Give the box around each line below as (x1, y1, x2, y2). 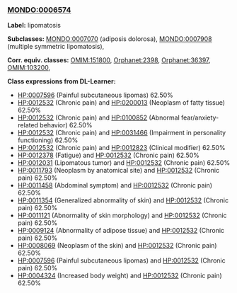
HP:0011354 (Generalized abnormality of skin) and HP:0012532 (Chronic (17, 196, 229, 205)
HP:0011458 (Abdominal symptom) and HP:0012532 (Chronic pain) (17, 181, 213, 190)
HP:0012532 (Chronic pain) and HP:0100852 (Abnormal (17, 113, 180, 122)
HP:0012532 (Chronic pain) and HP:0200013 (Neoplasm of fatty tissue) (17, 98, 225, 107)
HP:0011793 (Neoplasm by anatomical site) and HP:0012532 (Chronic (17, 166, 220, 175)
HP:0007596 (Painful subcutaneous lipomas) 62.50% (17, 91, 173, 100)
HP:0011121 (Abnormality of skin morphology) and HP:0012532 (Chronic (17, 211, 228, 220)
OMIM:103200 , (7, 64, 51, 72)
